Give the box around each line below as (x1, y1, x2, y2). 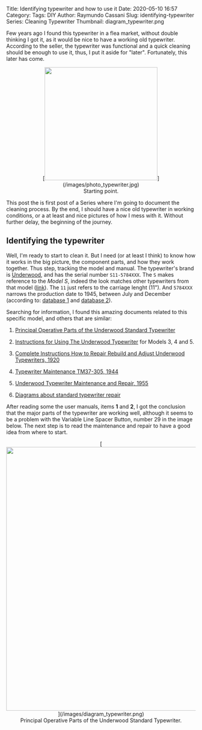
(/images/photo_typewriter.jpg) (63, 181, 139, 188)
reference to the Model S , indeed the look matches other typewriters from (6, 277, 189, 285)
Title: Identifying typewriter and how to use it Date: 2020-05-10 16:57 (6, 5, 178, 12)
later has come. (6, 55, 45, 62)
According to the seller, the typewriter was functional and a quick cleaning (6, 42, 191, 49)
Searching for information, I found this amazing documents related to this (6, 308, 188, 315)
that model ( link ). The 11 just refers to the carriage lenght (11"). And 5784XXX (6, 283, 193, 291)
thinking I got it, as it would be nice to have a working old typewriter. (6, 36, 176, 43)
